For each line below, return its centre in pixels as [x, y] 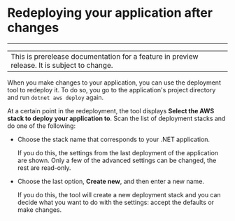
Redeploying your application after [110, 13]
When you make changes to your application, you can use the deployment [114, 83]
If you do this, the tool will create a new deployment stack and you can [119, 194]
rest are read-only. [44, 167]
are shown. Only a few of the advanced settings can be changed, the [117, 160]
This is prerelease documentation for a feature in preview [105, 56]
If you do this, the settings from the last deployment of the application [118, 152]
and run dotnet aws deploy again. [56, 97]
